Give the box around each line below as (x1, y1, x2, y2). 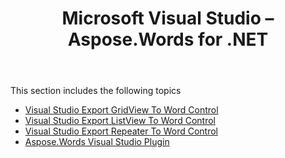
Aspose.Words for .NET (67, 28, 269, 51)
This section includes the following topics (10, 85, 182, 97)
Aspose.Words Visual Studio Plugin (24, 136, 170, 148)
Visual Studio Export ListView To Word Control (24, 115, 216, 127)
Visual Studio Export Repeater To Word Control (24, 125, 218, 137)
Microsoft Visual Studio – (61, 7, 275, 30)
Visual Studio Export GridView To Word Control (24, 104, 219, 116)
